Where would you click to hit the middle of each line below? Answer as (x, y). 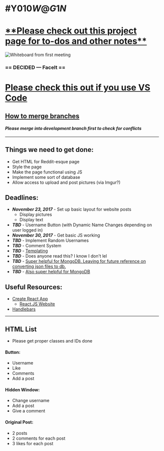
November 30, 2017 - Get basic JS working (56, 236)
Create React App (30, 299)
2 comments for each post (39, 438)
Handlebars (24, 309)
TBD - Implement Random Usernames (50, 240)
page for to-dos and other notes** (76, 41)
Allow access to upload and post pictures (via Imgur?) (66, 182)
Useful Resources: (34, 287)
